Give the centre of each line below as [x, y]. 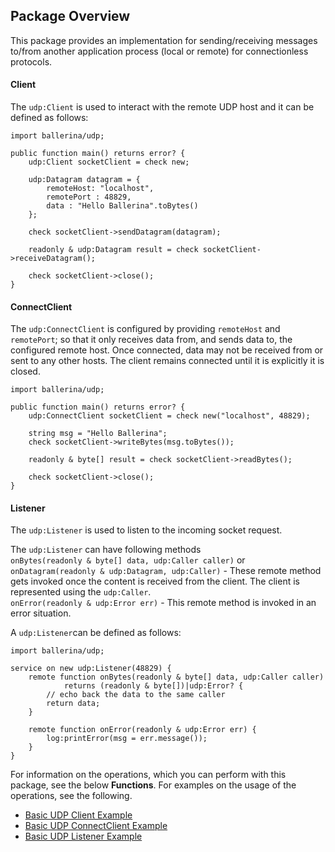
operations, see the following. [71, 796]
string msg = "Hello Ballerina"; [98, 434]
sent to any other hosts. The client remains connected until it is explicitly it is [167, 361]
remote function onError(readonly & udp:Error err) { [142, 730]
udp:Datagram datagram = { [84, 180]
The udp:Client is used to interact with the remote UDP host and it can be [162, 107]
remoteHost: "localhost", [100, 189]
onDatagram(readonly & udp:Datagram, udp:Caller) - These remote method [166, 571]
